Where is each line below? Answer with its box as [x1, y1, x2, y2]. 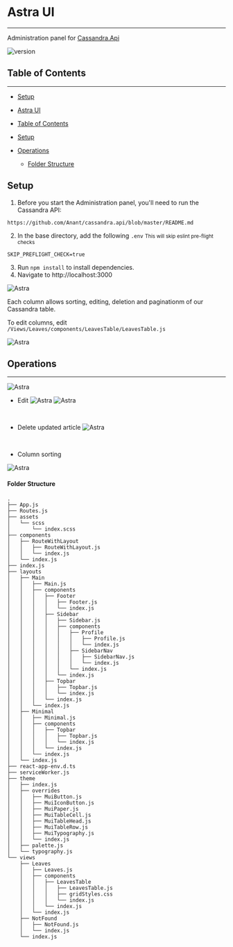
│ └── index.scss [7, 526, 76, 533]
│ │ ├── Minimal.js [7, 714, 76, 721]
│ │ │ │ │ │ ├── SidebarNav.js [7, 653, 135, 661]
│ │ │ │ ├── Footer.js [7, 599, 98, 606]
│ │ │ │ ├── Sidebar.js [7, 617, 101, 624]
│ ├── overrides [7, 787, 60, 794]
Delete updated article [17, 423, 81, 432]
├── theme [7, 775, 36, 782]
